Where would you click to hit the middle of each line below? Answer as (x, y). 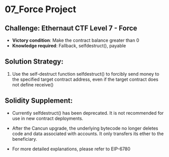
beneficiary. (25, 139)
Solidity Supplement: (39, 101)
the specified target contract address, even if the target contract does (85, 79)
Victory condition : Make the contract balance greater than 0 (76, 40)
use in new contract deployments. (47, 118)
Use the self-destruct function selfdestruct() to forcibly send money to (86, 74)
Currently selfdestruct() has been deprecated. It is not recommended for (88, 113)
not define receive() (33, 84)
